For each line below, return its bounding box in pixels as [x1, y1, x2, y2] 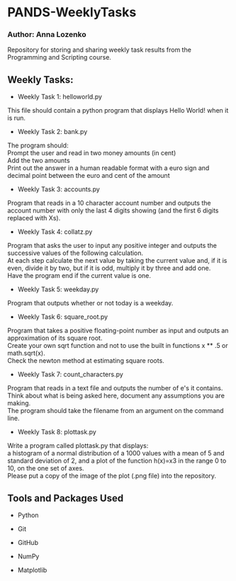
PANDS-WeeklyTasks [7, 4, 137, 21]
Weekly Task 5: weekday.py [17, 285, 99, 294]
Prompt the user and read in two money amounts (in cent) [7, 149, 176, 157]
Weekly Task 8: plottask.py [17, 428, 97, 436]
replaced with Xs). [7, 214, 61, 222]
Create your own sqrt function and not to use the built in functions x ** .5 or [7, 342, 228, 350]
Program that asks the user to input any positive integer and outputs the [7, 242, 218, 250]
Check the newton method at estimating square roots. [7, 356, 164, 365]
